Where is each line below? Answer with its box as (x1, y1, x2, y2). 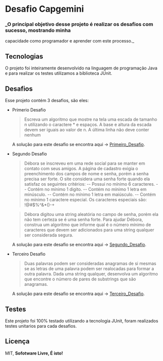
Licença (5, 337, 30, 345)
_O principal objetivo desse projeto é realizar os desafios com (5, 21, 153, 28)
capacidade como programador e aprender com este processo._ (5, 38, 135, 44)
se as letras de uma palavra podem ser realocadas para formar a (24, 266, 154, 272)
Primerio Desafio (12, 107, 46, 113)
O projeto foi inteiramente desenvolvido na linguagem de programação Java (5, 65, 158, 71)
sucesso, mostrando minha (5, 27, 71, 34)
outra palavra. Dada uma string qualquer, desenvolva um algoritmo (24, 271, 158, 277)
